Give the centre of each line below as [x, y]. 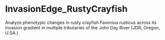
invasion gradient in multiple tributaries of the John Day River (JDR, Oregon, [82, 27]
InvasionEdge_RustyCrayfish [66, 9]
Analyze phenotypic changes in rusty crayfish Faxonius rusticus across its [81, 22]
